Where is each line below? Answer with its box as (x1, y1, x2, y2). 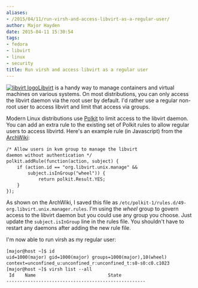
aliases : (6, 10, 28, 16)
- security (6, 60, 33, 66)
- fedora (6, 41, 28, 47)
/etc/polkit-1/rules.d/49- (119, 200, 187, 206)
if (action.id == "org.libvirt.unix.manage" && (17, 164, 138, 170)
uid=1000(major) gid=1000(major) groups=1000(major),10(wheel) (6, 254, 167, 260)
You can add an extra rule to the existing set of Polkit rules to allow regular (6, 121, 190, 128)
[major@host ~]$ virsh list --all (6, 266, 93, 272)
